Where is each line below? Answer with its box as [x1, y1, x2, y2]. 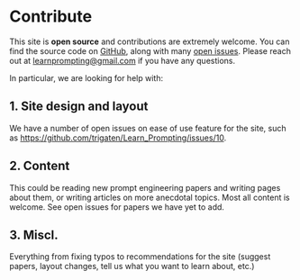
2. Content [9, 158, 70, 174]
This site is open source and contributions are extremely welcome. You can [9, 36, 290, 47]
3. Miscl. [9, 227, 59, 242]
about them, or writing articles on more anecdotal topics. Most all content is [9, 192, 290, 203]
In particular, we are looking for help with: [9, 72, 164, 83]
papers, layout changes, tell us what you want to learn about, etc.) [9, 261, 255, 272]
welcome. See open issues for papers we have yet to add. [9, 201, 225, 212]
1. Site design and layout [9, 99, 149, 114]
